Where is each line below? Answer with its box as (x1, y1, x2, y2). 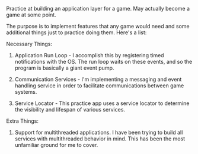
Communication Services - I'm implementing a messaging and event (14, 76, 182, 83)
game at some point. (6, 11, 56, 18)
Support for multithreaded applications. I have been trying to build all (14, 129, 183, 136)
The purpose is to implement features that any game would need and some (6, 23, 190, 30)
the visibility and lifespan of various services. (14, 106, 126, 113)
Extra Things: (6, 117, 39, 124)
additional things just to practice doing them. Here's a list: (6, 29, 147, 36)
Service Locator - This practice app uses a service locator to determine (14, 100, 190, 107)
